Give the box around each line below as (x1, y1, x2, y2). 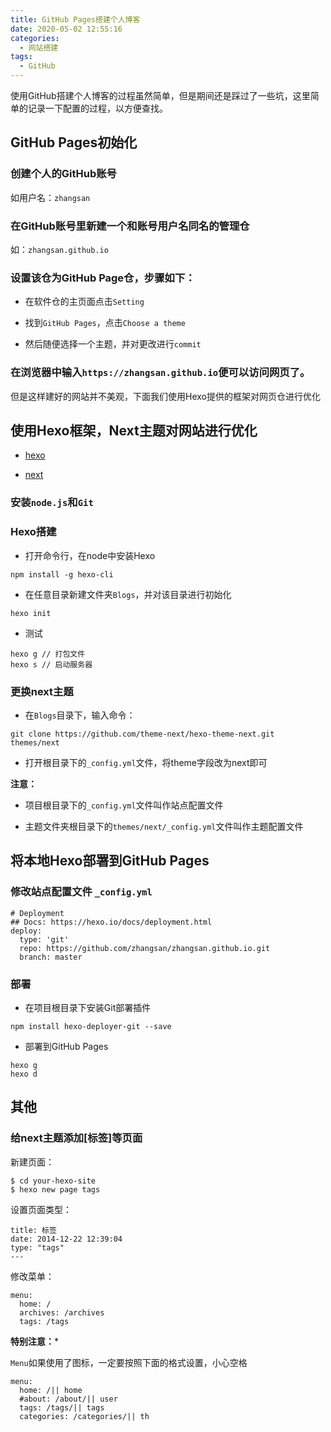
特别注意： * (10, 1335, 60, 1347)
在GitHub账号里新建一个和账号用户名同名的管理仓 (10, 219, 250, 233)
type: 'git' (19, 934, 70, 945)
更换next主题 (10, 684, 74, 698)
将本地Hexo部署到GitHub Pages (10, 852, 210, 870)
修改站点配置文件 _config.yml (10, 885, 153, 899)
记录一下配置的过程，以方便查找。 (27, 102, 168, 114)
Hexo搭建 (10, 525, 57, 539)
